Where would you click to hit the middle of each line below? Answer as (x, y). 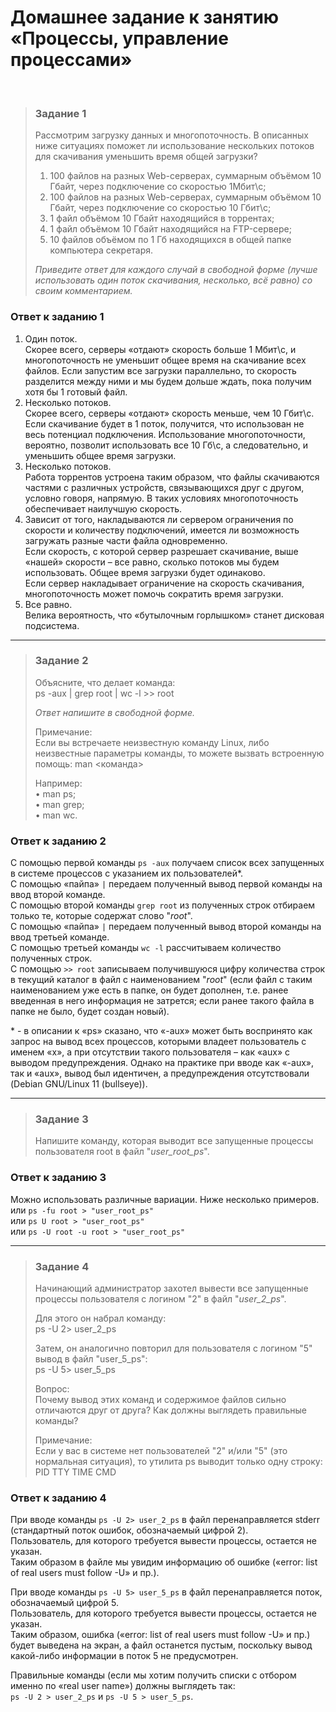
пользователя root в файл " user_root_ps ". (122, 1152)
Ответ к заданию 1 (57, 317)
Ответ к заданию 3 (58, 1178)
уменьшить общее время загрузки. (100, 455)
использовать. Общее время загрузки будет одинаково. (145, 572)
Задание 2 (61, 661)
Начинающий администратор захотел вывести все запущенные (171, 1288)
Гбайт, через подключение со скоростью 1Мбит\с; (158, 187)
